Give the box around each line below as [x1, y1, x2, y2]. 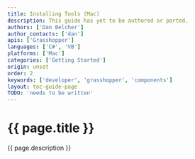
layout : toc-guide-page [7, 83, 78, 90]
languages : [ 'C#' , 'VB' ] [7, 43, 81, 50]
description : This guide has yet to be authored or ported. [7, 17, 189, 24]
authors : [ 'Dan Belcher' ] [7, 23, 84, 31]
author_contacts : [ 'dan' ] [7, 30, 84, 38]
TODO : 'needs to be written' [7, 89, 94, 97]
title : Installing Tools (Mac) [7, 10, 100, 18]
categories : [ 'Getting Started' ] [7, 57, 106, 64]
